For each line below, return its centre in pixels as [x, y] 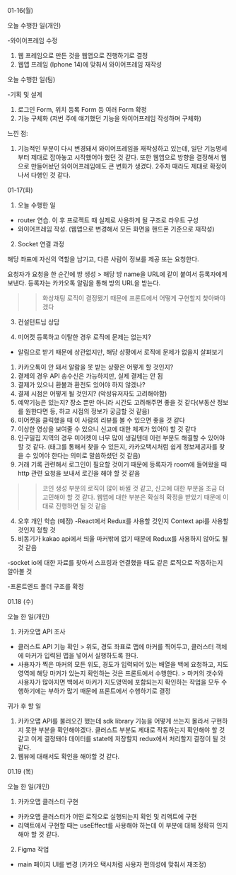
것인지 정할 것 [36, 530]
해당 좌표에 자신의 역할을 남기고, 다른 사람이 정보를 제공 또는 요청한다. [103, 259]
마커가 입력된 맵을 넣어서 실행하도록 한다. [82, 656]
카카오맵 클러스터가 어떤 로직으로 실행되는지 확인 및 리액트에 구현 [107, 817]
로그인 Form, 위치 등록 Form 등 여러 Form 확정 [82, 109]
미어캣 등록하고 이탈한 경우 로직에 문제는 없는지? [84, 337]
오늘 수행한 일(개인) [34, 25]
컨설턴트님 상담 [39, 322]
